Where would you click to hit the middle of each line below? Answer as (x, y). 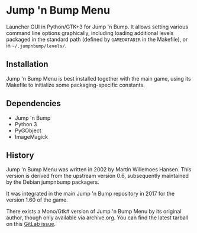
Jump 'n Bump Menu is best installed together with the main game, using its (98, 78)
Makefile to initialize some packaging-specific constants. (75, 85)
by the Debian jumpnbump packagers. (53, 182)
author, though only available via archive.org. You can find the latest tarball (97, 218)
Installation (27, 64)
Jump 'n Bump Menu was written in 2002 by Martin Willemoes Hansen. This (99, 170)
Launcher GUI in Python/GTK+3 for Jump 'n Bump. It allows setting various (97, 27)
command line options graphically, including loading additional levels (90, 33)
